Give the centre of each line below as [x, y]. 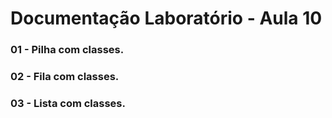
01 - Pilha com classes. [67, 50]
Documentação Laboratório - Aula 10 [166, 18]
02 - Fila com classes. [65, 77]
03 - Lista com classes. [68, 103]
